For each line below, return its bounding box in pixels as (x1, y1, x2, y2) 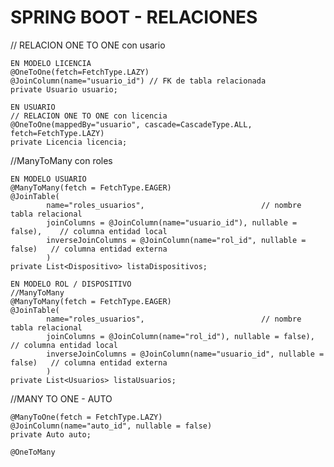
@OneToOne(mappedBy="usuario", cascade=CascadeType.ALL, (10, 119, 253, 130)
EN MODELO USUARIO (10, 174, 87, 184)
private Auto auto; (10, 429, 92, 440)
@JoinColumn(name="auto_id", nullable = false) (10, 421, 213, 431)
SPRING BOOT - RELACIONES (10, 6, 258, 29)
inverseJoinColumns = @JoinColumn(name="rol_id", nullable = (46, 235, 307, 245)
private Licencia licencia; (10, 137, 128, 147)
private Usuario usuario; (10, 84, 118, 95)
